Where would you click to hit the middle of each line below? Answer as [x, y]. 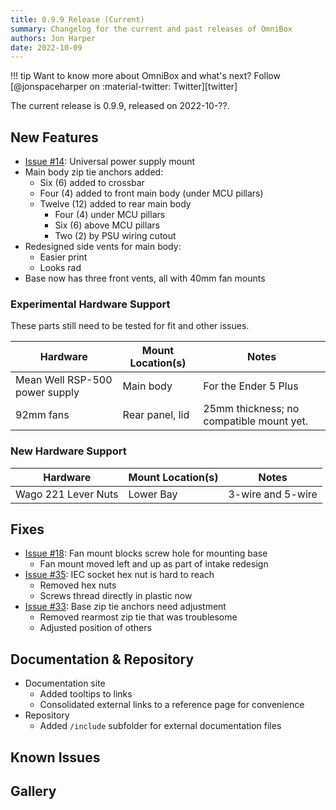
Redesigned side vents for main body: [103, 247]
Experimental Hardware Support [90, 304]
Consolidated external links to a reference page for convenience [172, 705]
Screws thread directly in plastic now [116, 596]
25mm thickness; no [251, 409]
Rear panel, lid [156, 415]
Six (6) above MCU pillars [107, 225]
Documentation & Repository [102, 659]
